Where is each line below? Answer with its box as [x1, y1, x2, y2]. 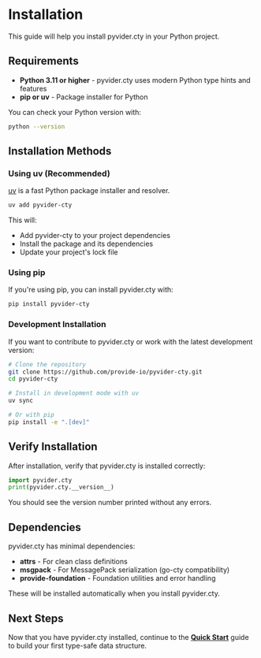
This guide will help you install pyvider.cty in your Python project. [8, 32, 220, 41]
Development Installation [8, 319, 106, 330]
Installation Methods [8, 144, 112, 158]
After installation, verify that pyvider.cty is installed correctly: [8, 461, 206, 470]
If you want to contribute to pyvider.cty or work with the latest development [8, 336, 253, 346]
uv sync [8, 396, 34, 405]
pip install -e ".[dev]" [8, 418, 90, 426]
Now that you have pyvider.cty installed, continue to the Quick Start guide [8, 632, 250, 641]
